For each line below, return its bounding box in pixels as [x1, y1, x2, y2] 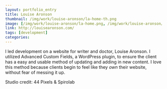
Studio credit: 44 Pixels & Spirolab [5, 79, 75, 85]
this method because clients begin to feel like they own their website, [5, 64, 147, 70]
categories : [5, 35, 30, 40]
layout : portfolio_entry [5, 7, 57, 12]
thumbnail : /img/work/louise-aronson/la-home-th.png [5, 16, 117, 21]
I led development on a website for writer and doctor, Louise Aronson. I [5, 48, 151, 54]
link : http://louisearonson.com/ [5, 26, 75, 31]
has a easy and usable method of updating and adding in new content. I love [5, 59, 162, 65]
